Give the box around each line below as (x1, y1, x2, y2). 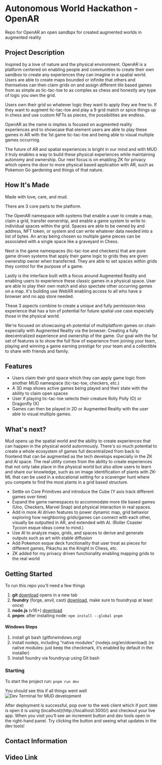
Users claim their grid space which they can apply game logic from (12, 375, 146, 381)
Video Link (5, 753, 38, 762)
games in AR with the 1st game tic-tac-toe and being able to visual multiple (5, 131, 154, 137)
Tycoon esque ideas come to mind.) (12, 525, 84, 531)
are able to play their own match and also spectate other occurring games (5, 283, 152, 289)
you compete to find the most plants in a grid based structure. (5, 479, 129, 485)
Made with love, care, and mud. (5, 194, 68, 199)
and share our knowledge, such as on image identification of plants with (5, 469, 149, 475)
